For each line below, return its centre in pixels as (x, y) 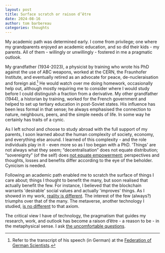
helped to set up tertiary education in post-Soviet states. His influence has (80, 104)
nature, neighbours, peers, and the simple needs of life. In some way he (78, 114)
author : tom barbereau (28, 23)
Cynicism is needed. (26, 165)
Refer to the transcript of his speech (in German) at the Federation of (82, 240)
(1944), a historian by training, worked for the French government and (76, 99)
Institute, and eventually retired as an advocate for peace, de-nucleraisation (82, 77)
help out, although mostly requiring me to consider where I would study (77, 88)
